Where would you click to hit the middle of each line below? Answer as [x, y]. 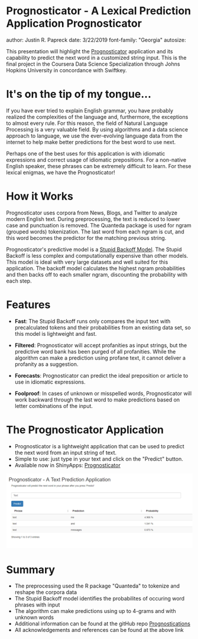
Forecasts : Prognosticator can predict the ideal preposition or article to [101, 375]
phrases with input [37, 605]
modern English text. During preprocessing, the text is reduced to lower [93, 219]
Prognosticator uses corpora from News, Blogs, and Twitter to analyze [92, 213]
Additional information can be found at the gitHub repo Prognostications [103, 624]
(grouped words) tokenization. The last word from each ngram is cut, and [95, 232]
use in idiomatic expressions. [50, 382]
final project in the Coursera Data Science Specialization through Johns [93, 64]
